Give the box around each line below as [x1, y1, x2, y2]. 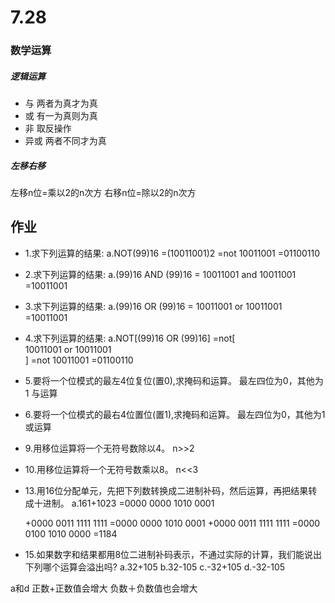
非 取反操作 [24, 122, 72, 135]
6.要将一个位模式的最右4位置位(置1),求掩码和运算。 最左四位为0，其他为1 [24, 408, 326, 420]
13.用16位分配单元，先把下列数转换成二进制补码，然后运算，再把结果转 [24, 484, 318, 496]
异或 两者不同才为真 [24, 135, 107, 147]
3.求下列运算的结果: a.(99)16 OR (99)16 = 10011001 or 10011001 [24, 300, 283, 312]
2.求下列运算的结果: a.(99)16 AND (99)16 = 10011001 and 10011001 [24, 268, 297, 280]
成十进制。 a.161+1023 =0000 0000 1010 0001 [24, 497, 215, 509]
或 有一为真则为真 [24, 110, 98, 122]
